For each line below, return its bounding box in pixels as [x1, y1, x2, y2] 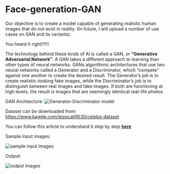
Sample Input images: [5, 133, 51, 139]
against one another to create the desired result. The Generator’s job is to [5, 72, 159, 78]
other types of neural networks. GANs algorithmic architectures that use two [5, 61, 165, 67]
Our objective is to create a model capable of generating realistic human [5, 20, 156, 26]
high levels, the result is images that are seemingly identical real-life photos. [5, 88, 164, 94]
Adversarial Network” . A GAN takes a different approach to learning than [5, 56, 159, 62]
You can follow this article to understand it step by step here [5, 123, 131, 129]
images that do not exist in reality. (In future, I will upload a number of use [5, 25, 159, 31]
